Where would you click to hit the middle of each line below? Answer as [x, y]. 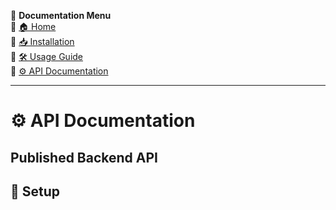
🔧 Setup [35, 191]
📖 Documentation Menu [61, 15]
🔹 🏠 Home [33, 26]
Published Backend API [84, 157]
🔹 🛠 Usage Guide [47, 56]
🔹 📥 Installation [42, 41]
